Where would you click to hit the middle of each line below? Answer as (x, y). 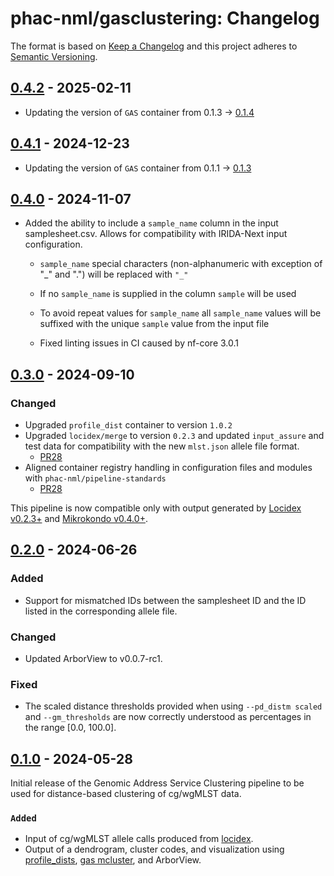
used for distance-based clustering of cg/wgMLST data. (126, 794)
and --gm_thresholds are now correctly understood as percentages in (168, 717)
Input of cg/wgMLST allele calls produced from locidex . (139, 839)
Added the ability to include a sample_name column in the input (151, 223)
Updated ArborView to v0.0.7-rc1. (93, 659)
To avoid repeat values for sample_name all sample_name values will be (180, 313)
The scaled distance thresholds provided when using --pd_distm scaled (173, 706)
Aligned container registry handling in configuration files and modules (168, 468)
